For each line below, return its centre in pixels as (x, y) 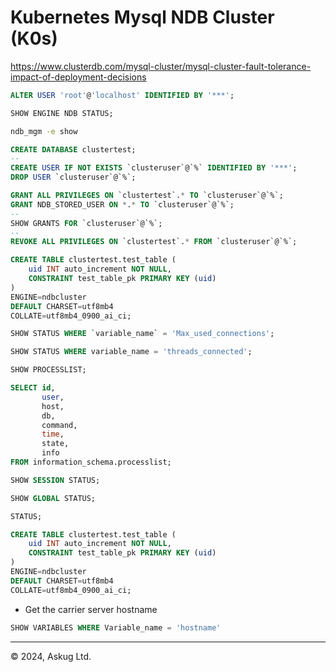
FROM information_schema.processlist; (91, 462)
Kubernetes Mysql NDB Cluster (142, 17)
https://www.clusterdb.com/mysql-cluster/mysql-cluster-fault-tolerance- (161, 66)
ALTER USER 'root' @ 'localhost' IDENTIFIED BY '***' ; (122, 95)
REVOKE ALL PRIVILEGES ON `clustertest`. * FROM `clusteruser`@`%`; (154, 242)
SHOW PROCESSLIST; (48, 370)
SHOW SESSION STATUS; (55, 480)
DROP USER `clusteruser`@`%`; (73, 177)
